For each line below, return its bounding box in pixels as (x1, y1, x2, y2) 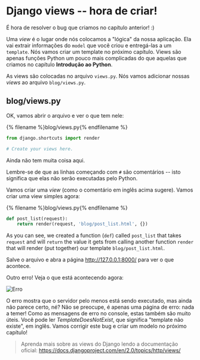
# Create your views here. (6, 146, 73, 152)
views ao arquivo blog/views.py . (6, 79, 86, 86)
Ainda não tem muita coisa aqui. (6, 156, 85, 164)
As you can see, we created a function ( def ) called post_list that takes (6, 232, 181, 239)
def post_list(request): (6, 216, 68, 221)
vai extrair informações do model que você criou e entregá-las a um (6, 42, 172, 49)
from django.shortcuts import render (6, 135, 100, 141)
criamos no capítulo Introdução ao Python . (6, 61, 113, 68)
